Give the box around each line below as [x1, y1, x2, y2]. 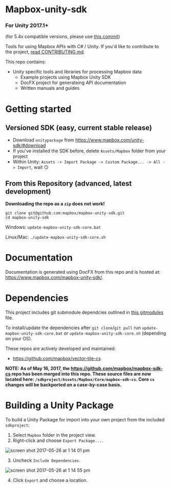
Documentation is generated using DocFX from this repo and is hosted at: [5, 269, 161, 275]
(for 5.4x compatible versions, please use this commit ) [5, 33, 120, 39]
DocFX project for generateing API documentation [20, 79, 126, 86]
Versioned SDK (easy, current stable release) [5, 124, 152, 132]
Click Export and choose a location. [12, 477, 88, 483]
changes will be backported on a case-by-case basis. [5, 382, 122, 388]
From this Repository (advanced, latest [5, 179, 132, 188]
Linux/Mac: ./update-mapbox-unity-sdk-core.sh [5, 234, 106, 240]
